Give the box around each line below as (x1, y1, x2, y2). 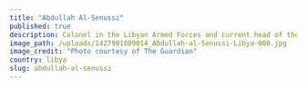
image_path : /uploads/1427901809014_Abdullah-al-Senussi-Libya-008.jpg (9, 38, 287, 48)
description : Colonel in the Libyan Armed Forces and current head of (9, 30, 283, 39)
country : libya (9, 55, 67, 64)
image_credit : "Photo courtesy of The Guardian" (9, 47, 198, 56)
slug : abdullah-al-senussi (9, 64, 112, 73)
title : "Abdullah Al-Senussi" (9, 13, 125, 23)
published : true (9, 22, 71, 31)
